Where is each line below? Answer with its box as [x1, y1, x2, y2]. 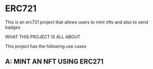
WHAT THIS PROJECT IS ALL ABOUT [5, 34, 81, 40]
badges [5, 24, 21, 30]
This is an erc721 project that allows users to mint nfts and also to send [5, 19, 149, 25]
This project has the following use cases [5, 43, 87, 49]
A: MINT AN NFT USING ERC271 [5, 57, 104, 66]
